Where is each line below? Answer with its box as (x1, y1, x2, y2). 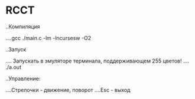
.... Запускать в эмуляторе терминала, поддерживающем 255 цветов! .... (5, 57, 190, 64)
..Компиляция (5, 23, 40, 30)
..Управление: (5, 75, 41, 82)
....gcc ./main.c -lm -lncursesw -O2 (5, 34, 92, 41)
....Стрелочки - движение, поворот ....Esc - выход (5, 86, 131, 93)
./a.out (5, 63, 22, 71)
